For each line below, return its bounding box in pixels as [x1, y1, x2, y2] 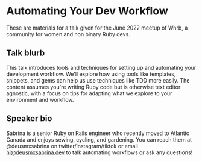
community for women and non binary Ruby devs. [6, 30, 131, 37]
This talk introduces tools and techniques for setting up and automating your [6, 64, 197, 71]
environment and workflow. [6, 96, 74, 103]
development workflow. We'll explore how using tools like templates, [6, 70, 176, 78]
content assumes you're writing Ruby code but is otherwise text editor [6, 83, 181, 90]
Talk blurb [6, 48, 45, 58]
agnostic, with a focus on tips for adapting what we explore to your [6, 89, 172, 97]
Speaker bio [6, 113, 52, 124]
